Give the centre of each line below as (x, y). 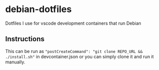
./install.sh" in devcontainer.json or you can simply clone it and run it (79, 56)
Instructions (25, 39)
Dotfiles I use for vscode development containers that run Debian (73, 23)
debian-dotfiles (38, 9)
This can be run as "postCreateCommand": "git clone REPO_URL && (74, 51)
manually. (15, 62)
